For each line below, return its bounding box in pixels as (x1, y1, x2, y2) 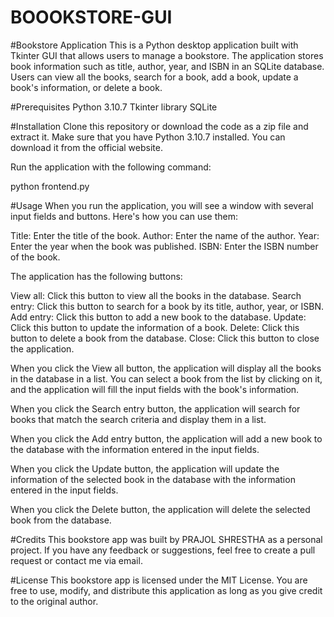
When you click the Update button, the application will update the (10, 462, 280, 475)
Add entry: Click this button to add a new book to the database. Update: (10, 311, 307, 323)
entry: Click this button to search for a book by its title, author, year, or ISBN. (10, 300, 325, 312)
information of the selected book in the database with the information (10, 473, 296, 485)
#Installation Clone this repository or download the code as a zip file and (10, 120, 309, 132)
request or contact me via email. (10, 554, 143, 566)
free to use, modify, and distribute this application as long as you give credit (10, 584, 323, 596)
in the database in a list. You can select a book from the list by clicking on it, (10, 372, 323, 385)
